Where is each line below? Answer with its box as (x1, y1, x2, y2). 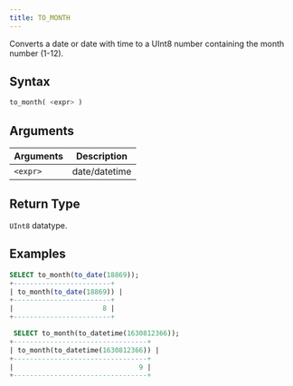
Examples (9, 246, 66, 262)
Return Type (9, 196, 80, 211)
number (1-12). (9, 47, 64, 59)
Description (76, 150, 128, 163)
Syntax (9, 74, 51, 90)
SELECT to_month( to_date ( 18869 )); (9, 270, 140, 279)
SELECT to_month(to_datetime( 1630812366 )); (13, 329, 180, 338)
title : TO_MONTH (9, 13, 71, 23)
